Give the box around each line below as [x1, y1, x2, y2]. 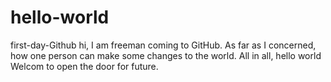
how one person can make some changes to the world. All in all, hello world [10, 49, 322, 61]
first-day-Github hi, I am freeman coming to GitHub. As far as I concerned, [10, 39, 317, 51]
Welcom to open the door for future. [10, 60, 159, 72]
